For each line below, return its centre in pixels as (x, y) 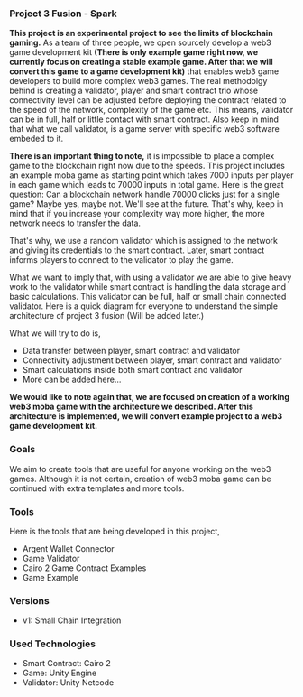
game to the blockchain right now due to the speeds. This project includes (147, 166)
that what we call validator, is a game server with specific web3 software (144, 129)
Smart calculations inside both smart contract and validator (132, 370)
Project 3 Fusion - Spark (63, 14)
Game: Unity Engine (60, 673)
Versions (29, 600)
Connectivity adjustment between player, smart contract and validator (152, 360)
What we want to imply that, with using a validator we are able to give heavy (151, 277)
